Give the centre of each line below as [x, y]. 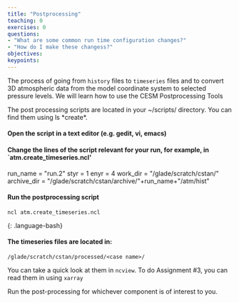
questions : [24, 34]
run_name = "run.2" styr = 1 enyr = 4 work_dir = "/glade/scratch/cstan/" [113, 173]
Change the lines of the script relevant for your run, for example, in [108, 150]
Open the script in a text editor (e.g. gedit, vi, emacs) [87, 133]
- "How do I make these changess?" [60, 47]
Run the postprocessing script [54, 197]
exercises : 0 [27, 27]
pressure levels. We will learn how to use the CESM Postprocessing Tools [115, 96]
